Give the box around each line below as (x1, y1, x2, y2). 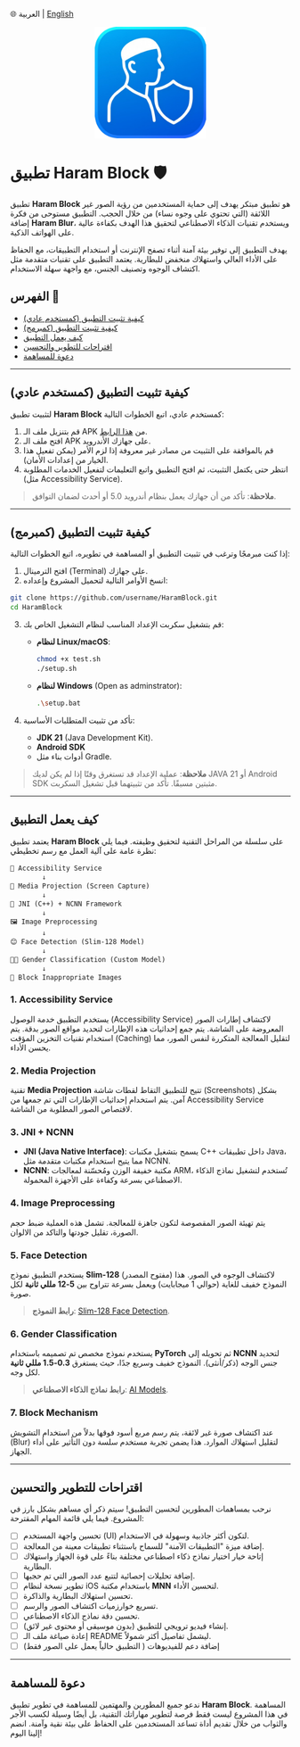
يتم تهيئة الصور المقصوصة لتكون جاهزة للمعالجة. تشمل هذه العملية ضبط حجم (10, 1217, 266, 1228)
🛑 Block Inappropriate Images (10, 973, 123, 981)
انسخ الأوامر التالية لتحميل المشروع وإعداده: (22, 575, 168, 586)
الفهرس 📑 (10, 289, 61, 304)
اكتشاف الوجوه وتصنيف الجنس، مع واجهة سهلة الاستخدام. (10, 263, 201, 274)
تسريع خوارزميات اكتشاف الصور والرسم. (22, 1600, 158, 1610)
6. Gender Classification (10, 1328, 118, 1340)
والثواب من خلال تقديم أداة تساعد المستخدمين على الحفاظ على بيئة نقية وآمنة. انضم (10, 1718, 288, 1728)
